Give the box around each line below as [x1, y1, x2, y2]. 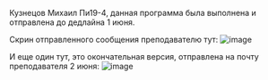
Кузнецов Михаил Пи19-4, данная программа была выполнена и [9, 8, 257, 18]
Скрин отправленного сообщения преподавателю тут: [9, 35, 219, 44]
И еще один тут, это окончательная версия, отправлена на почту [9, 52, 260, 61]
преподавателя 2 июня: [9, 61, 100, 71]
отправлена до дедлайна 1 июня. [9, 17, 135, 28]
